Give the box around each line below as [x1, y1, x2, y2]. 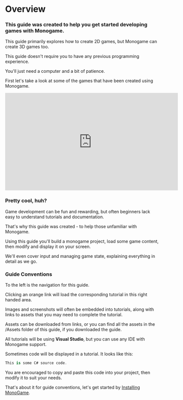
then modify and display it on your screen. [5, 244, 91, 250]
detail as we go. [5, 258, 37, 264]
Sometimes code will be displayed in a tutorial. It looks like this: [5, 351, 133, 357]
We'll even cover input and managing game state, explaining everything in [5, 253, 155, 259]
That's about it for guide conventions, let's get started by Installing [5, 384, 141, 390]
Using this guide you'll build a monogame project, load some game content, [5, 238, 159, 244]
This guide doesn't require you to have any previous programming [5, 53, 140, 59]
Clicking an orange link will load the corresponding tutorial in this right [5, 292, 147, 298]
